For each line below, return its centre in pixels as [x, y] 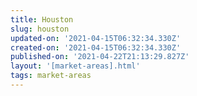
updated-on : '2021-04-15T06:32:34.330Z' [96, 38]
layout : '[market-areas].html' [75, 66]
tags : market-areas [51, 76]
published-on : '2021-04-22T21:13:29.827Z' [100, 57]
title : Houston [42, 19]
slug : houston [40, 29]
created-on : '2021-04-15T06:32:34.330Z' [96, 47]
